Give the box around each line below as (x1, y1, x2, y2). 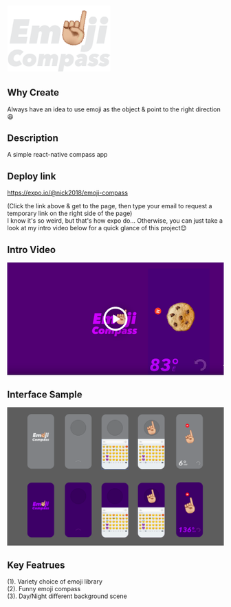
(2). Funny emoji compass (7, 584, 81, 593)
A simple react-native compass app (7, 151, 108, 159)
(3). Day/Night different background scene (7, 592, 127, 600)
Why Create (7, 87, 60, 98)
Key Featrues (7, 559, 65, 571)
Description (7, 133, 58, 144)
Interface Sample (7, 388, 82, 400)
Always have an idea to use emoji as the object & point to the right (7, 105, 195, 113)
